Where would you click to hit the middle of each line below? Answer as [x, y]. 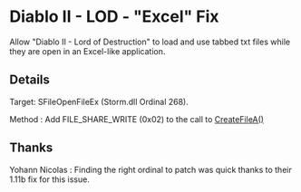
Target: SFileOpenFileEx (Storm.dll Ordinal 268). [99, 101]
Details [29, 80]
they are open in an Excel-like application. [87, 51]
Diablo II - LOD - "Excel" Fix [114, 17]
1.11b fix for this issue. [50, 179]
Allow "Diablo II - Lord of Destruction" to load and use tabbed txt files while [150, 42]
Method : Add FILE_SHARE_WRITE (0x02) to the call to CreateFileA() [137, 119]
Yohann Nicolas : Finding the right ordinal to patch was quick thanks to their [150, 169]
